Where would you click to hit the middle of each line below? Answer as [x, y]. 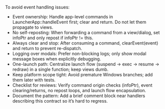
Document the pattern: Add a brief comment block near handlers [79, 96]
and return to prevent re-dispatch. [47, 48]
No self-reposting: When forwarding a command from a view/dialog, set [86, 32]
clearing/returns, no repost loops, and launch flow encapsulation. [79, 90]
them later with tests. [34, 80]
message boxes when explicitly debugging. [57, 59]
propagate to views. [33, 27]
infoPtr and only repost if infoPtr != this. [53, 38]
